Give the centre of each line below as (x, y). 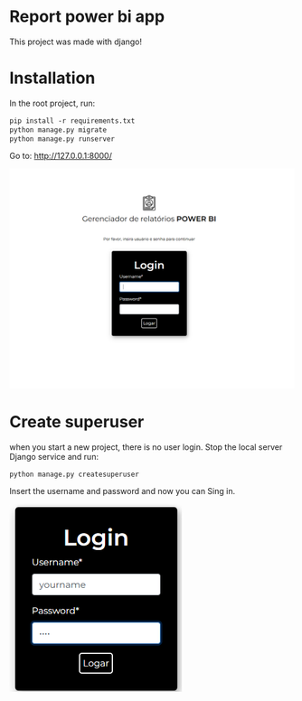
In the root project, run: (52, 103)
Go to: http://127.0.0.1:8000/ (61, 155)
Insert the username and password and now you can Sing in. (123, 491)
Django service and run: (54, 457)
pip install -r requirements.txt (72, 121)
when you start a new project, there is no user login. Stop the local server (146, 447)
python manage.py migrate (58, 130)
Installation (52, 78)
